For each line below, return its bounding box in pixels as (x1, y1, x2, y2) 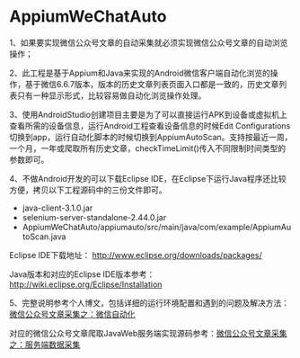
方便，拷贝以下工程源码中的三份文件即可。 (9, 184, 167, 195)
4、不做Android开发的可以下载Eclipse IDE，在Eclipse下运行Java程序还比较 (9, 173, 287, 183)
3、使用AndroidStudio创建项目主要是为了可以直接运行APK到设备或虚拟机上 (9, 109, 287, 120)
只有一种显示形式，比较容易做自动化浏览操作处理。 (16, 90, 207, 101)
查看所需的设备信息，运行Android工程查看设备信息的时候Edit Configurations (9, 120, 291, 131)
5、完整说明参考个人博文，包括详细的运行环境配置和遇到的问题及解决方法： (9, 297, 290, 308)
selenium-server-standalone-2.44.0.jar (22, 211, 167, 222)
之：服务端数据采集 (9, 339, 81, 350)
